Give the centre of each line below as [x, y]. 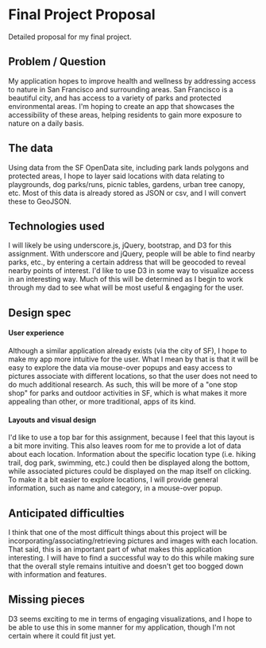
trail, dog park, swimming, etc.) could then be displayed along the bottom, [129, 463]
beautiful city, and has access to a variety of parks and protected [115, 98]
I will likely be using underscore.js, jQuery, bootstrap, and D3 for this [120, 245]
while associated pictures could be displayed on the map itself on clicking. [130, 471]
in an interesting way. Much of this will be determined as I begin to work [126, 279]
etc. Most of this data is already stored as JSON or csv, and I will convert [127, 193]
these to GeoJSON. [40, 201]
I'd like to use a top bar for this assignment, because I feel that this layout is [132, 437]
